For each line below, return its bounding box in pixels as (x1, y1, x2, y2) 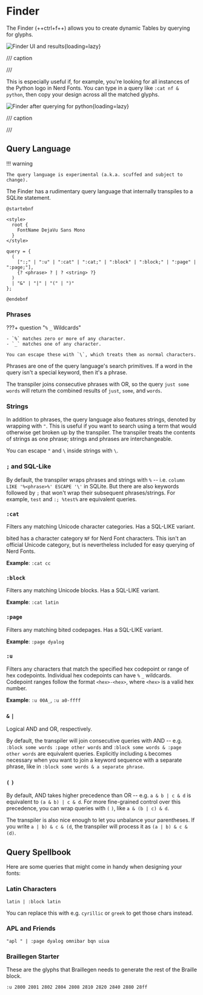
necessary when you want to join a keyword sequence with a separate (6, 756, 182, 764)
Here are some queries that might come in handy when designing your (6, 863, 182, 870)
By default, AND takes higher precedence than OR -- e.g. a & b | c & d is (6, 792, 191, 799)
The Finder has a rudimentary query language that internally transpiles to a (6, 187, 193, 195)
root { (12, 222, 28, 228)
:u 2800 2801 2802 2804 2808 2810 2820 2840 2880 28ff (6, 984, 148, 991)
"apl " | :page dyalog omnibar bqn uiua (6, 938, 110, 944)
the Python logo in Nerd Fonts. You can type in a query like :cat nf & (6, 84, 179, 92)
